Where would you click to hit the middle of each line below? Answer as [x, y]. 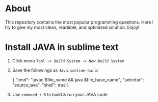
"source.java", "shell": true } [40, 85]
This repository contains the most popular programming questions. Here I [79, 22]
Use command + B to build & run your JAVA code [60, 94]
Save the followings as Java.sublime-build [55, 70]
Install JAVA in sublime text [62, 47]
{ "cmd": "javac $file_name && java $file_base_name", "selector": [78, 79]
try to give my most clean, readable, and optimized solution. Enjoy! [72, 27]
